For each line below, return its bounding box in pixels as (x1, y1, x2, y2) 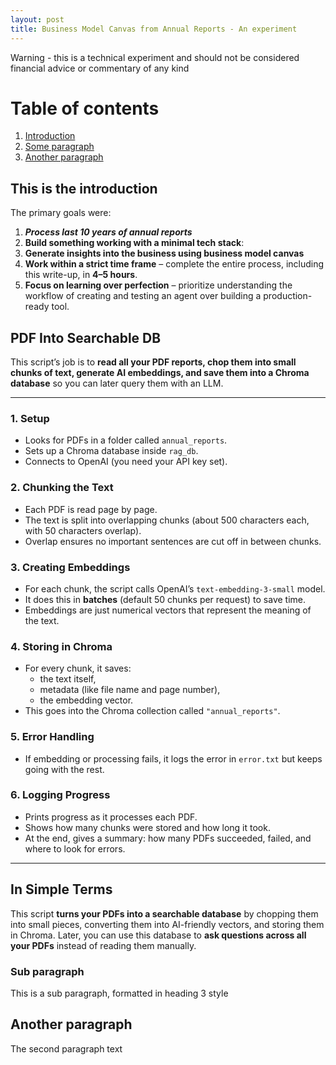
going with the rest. (24, 763, 105, 775)
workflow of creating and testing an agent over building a (24, 290, 262, 302)
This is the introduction (10, 180, 158, 197)
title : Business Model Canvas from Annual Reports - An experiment (10, 24, 298, 34)
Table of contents (10, 97, 160, 120)
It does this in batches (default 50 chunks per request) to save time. (24, 593, 307, 605)
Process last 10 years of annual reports (24, 226, 193, 238)
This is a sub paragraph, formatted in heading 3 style (10, 987, 229, 999)
